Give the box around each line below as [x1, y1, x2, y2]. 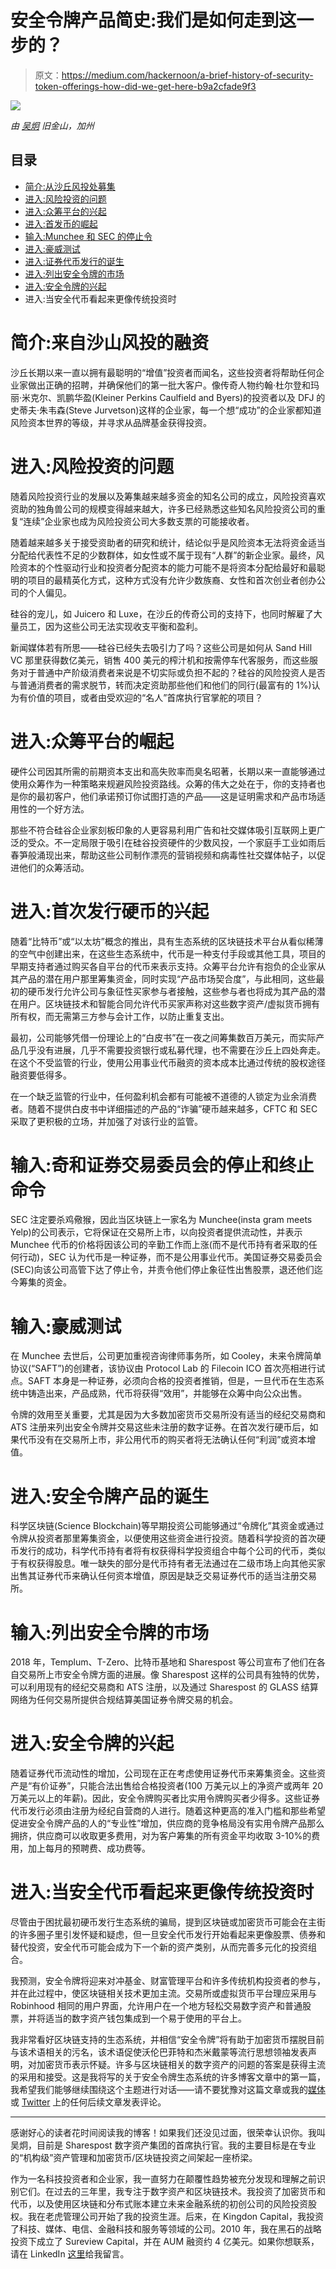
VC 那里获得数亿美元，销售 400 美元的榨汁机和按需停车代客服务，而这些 [10, 654, 310, 666]
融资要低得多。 [10, 1069, 72, 1081]
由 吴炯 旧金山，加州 [10, 119, 95, 131]
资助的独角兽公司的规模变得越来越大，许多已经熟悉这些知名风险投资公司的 [10, 502, 317, 515]
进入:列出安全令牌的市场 [24, 267, 125, 280]
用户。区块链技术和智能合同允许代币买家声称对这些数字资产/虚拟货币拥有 [18, 997, 321, 1010]
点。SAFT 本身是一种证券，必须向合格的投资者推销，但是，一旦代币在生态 [10, 1375, 316, 1387]
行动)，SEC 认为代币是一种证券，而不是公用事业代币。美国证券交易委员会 [18, 1251, 323, 1263]
